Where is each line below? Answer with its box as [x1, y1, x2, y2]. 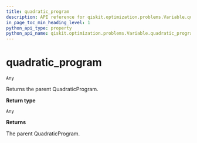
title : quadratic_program [6, 8, 69, 15]
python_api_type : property [6, 25, 72, 31]
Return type [6, 97, 36, 104]
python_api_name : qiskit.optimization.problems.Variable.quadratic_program [6, 31, 195, 36]
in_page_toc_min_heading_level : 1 [6, 19, 91, 25]
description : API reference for [6, 14, 85, 20]
